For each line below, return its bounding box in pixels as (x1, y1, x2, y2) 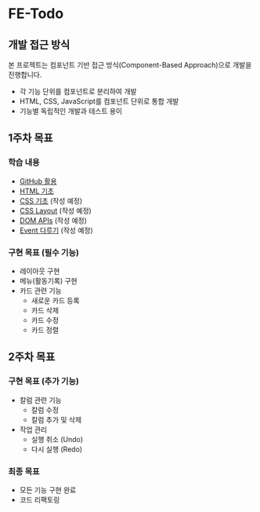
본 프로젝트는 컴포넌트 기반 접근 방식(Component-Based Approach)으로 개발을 (8, 60, 252, 69)
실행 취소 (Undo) (31, 434, 84, 444)
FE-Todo (8, 5, 64, 23)
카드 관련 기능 (19, 286, 62, 295)
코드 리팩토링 (19, 495, 60, 504)
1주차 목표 (8, 131, 53, 145)
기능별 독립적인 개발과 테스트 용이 (19, 107, 123, 115)
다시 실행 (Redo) (31, 444, 83, 454)
